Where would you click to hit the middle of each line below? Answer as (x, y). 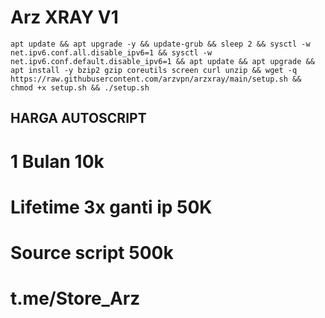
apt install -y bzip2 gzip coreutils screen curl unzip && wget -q (154, 70)
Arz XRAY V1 (64, 17)
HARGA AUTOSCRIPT (78, 118)
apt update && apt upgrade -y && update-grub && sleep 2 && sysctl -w (160, 44)
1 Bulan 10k (57, 161)
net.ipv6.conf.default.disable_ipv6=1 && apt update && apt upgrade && (162, 61)
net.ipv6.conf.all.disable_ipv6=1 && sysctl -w (111, 52)
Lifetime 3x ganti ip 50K (111, 207)
